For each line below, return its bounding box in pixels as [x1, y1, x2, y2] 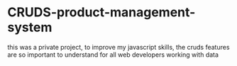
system [7, 19, 53, 35]
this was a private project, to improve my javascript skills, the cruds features [7, 43, 230, 51]
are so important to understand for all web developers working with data [7, 50, 219, 59]
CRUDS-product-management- [7, 4, 196, 21]
